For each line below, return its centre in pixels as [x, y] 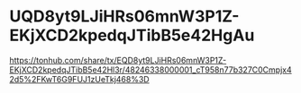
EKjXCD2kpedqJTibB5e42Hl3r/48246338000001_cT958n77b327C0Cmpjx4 [151, 70]
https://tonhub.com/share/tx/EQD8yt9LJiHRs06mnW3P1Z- [118, 60]
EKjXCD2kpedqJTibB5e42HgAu [132, 35]
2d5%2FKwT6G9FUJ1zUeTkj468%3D [80, 79]
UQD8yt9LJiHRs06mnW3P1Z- [124, 17]
